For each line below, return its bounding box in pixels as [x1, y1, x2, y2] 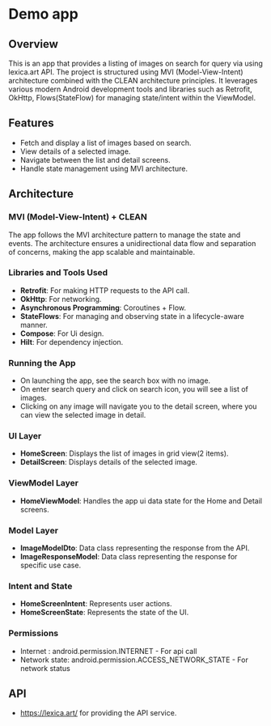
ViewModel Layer [8, 478, 79, 489]
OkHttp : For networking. [19, 294, 102, 304]
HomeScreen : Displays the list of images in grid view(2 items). [19, 448, 229, 458]
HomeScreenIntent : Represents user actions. [19, 599, 172, 609]
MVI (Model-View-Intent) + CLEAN [8, 211, 148, 223]
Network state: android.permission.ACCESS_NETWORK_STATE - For [19, 655, 248, 664]
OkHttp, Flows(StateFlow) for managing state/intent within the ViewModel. [8, 93, 256, 102]
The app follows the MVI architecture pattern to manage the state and [8, 230, 241, 240]
